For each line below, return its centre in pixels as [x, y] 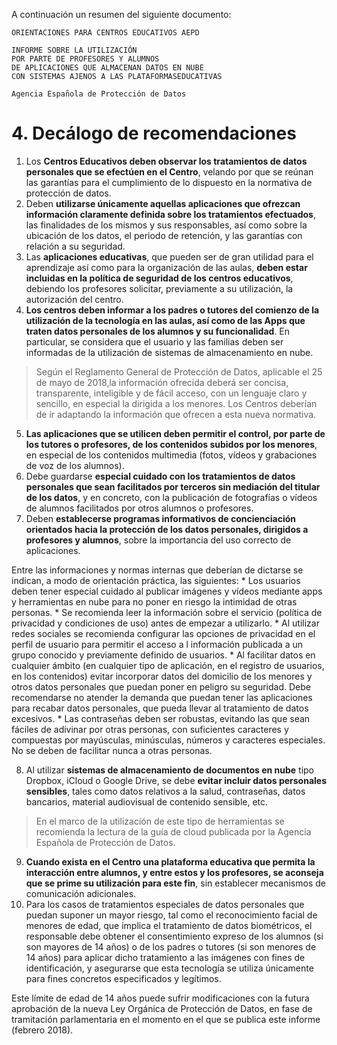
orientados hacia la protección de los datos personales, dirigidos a [167, 529]
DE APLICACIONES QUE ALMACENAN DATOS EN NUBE [107, 68]
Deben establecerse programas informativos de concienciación [161, 518]
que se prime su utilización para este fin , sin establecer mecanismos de [175, 883]
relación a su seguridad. [75, 246]
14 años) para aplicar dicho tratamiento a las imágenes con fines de [165, 957]
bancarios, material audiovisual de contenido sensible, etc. [147, 801]
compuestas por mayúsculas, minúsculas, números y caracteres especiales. [168, 740]
